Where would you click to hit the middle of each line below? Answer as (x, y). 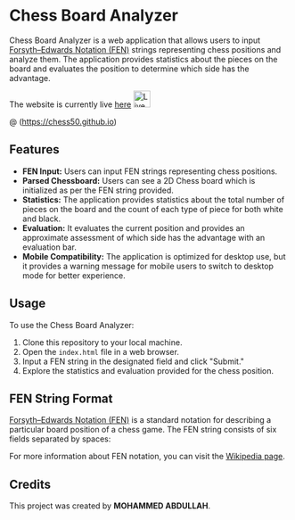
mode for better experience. (74, 275)
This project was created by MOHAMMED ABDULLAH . (110, 506)
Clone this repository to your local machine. (102, 342)
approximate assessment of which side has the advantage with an (143, 237)
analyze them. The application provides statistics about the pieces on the (143, 59)
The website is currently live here (70, 104)
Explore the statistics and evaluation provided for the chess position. (148, 370)
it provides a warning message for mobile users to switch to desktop (148, 266)
